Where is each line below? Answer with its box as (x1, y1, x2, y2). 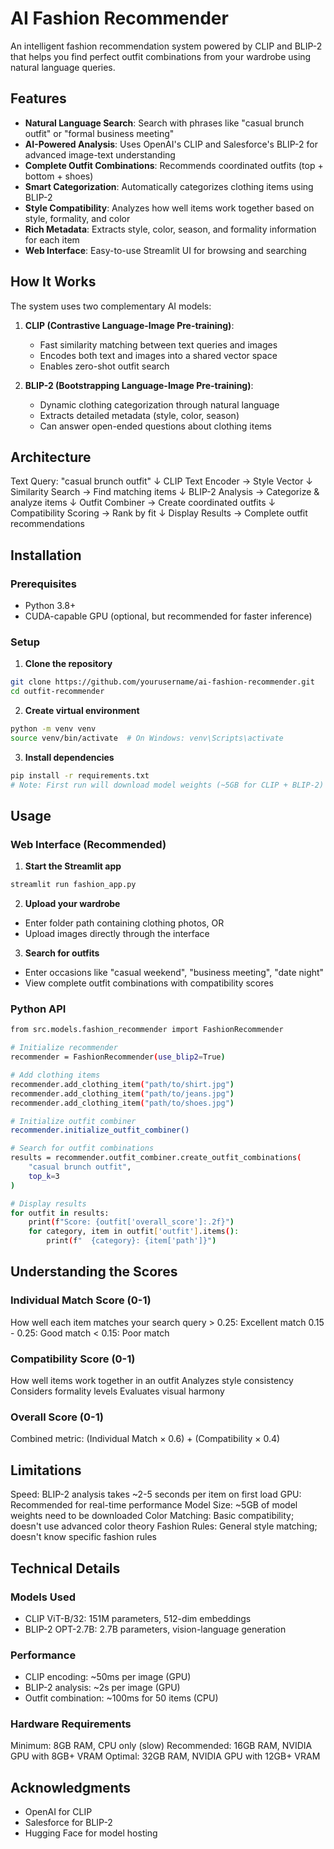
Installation (10, 547, 82, 564)
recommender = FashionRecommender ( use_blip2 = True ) (10, 1052, 226, 1062)
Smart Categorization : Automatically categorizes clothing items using (24, 180, 314, 192)
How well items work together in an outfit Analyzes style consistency (10, 1375, 294, 1387)
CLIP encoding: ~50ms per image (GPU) (24, 1671, 192, 1683)
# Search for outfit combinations (10, 1143, 155, 1154)
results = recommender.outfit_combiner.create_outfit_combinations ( (10, 1153, 302, 1163)
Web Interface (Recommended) (10, 837, 167, 851)
